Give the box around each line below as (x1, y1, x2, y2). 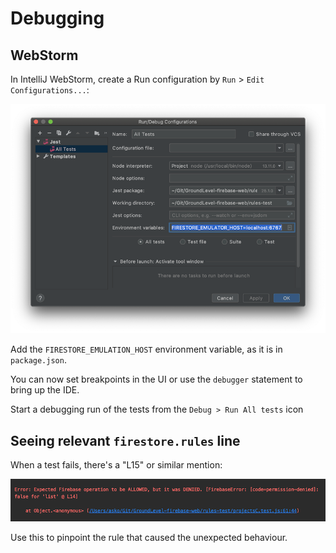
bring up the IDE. (10, 384, 80, 396)
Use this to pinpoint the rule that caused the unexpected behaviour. (10, 532, 288, 544)
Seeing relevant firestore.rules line (10, 432, 241, 449)
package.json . (10, 354, 67, 366)
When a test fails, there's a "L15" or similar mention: (10, 459, 223, 471)
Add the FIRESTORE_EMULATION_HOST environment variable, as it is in (10, 343, 283, 356)
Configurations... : (10, 84, 90, 96)
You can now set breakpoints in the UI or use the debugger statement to (10, 373, 303, 386)
